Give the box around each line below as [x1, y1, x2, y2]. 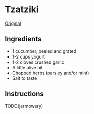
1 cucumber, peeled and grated [12, 48, 76, 54]
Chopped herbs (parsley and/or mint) [12, 70, 89, 76]
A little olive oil [12, 64, 42, 70]
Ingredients [5, 35, 42, 43]
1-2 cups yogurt [12, 53, 45, 60]
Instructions [5, 90, 44, 98]
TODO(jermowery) [5, 103, 43, 109]
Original [5, 20, 21, 26]
